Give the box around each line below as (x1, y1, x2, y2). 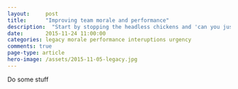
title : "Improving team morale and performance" (7, 17, 170, 24)
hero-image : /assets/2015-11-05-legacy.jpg (7, 56, 138, 63)
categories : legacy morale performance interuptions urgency (7, 36, 192, 43)
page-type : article (7, 50, 65, 57)
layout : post (7, 10, 59, 18)
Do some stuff (7, 75, 49, 83)
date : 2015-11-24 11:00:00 (7, 29, 106, 37)
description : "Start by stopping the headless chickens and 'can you (7, 23, 220, 30)
